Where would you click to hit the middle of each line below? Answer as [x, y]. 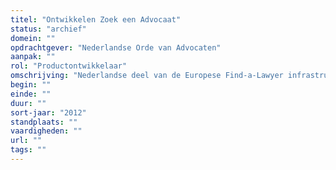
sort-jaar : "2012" [48, 112]
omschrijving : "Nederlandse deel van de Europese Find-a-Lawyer [147, 76]
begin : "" [31, 85]
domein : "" [33, 38]
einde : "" [31, 94]
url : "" [26, 141]
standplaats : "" [44, 122]
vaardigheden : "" [46, 131]
